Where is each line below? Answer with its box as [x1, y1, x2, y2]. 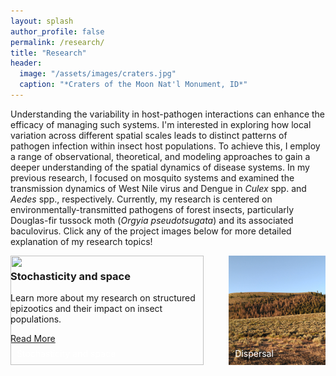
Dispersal [234, 348, 274, 360]
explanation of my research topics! [10, 235, 153, 247]
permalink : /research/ [10, 37, 105, 47]
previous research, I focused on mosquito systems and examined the [10, 171, 295, 184]
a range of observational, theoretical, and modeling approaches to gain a [10, 150, 311, 162]
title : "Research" [10, 48, 87, 58]
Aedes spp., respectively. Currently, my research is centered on [10, 193, 273, 205]
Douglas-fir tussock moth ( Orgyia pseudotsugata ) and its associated [10, 214, 294, 226]
